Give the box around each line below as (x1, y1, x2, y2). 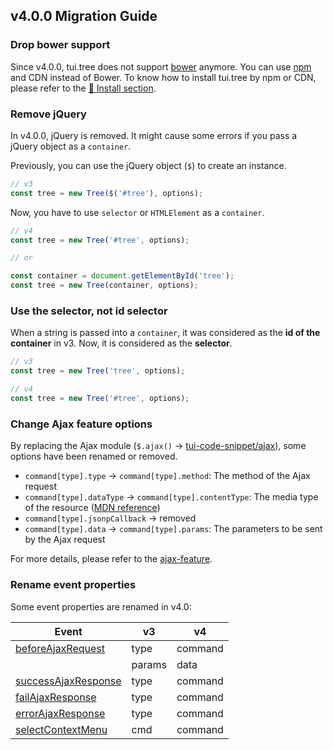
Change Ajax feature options (10, 417, 153, 431)
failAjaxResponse (15, 690, 97, 704)
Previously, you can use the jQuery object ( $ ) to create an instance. (10, 159, 287, 171)
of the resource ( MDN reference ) (24, 502, 161, 514)
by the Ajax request (24, 534, 106, 546)
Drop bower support (10, 38, 111, 52)
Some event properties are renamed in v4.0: (10, 600, 192, 613)
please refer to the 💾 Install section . (10, 82, 157, 94)
